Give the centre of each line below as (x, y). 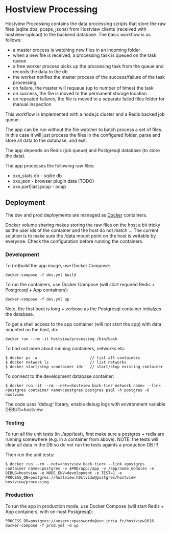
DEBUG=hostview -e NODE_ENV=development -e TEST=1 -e (64, 473)
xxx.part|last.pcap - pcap (39, 186)
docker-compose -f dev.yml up (38, 300)
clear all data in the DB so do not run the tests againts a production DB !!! (82, 445)
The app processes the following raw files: (50, 165)
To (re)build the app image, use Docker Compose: (58, 266)
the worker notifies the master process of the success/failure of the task (89, 77)
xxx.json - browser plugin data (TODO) (53, 181)
